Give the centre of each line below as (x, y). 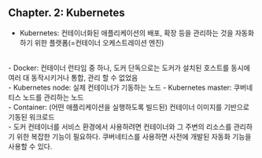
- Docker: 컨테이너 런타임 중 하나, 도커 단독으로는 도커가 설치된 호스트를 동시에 (129, 68)
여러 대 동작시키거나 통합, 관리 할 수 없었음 (73, 77)
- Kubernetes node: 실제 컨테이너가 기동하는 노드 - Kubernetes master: (120, 87)
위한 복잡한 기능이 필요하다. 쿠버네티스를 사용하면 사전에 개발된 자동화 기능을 (134, 136)
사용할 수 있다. (30, 146)
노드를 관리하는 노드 (53, 97)
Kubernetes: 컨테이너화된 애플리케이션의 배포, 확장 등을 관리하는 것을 (126, 33)
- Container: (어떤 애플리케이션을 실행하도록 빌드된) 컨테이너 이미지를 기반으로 (129, 107)
